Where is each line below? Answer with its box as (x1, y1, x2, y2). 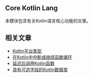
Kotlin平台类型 (12, 48, 42, 54)
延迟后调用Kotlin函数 (12, 60, 55, 66)
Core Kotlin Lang (5, 4, 58, 12)
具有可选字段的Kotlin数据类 (12, 67, 68, 73)
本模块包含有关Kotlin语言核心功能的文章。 (5, 17, 91, 24)
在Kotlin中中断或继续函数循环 (12, 54, 72, 60)
